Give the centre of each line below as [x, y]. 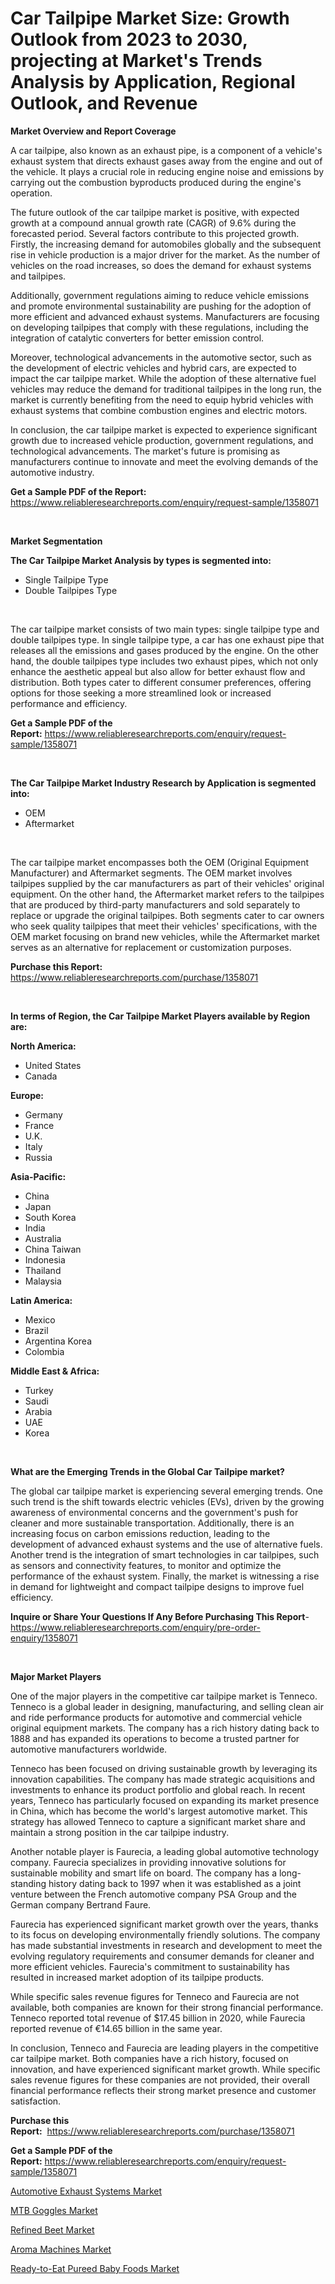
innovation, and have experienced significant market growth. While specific [165, 2069]
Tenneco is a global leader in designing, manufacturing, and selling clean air [167, 1706]
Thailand [43, 1270]
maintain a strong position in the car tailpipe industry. [120, 1832]
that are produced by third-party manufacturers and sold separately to [155, 904]
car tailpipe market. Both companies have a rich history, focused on [149, 2058]
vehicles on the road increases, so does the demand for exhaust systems [161, 265]
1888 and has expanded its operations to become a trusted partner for [155, 1738]
